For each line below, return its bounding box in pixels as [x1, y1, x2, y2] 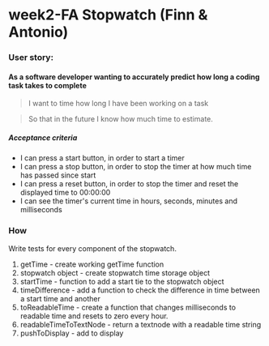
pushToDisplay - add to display [19, 328, 124, 338]
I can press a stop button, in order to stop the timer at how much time [19, 162, 252, 172]
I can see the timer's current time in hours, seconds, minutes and [19, 196, 237, 206]
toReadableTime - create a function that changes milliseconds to [19, 302, 237, 312]
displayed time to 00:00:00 [19, 188, 111, 198]
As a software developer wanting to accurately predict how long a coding [8, 71, 260, 82]
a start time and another [19, 293, 101, 303]
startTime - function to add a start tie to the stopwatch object [19, 276, 224, 286]
